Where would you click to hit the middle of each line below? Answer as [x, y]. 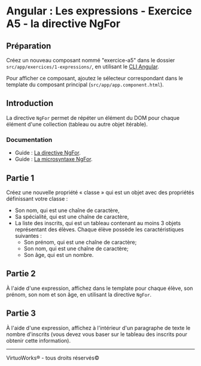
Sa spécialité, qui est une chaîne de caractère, [72, 216]
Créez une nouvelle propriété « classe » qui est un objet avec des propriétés [100, 192]
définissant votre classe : [37, 198]
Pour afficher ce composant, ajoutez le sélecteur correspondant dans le [95, 78]
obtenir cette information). [38, 340]
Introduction [30, 103]
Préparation [29, 46]
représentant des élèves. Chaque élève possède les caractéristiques [99, 229]
